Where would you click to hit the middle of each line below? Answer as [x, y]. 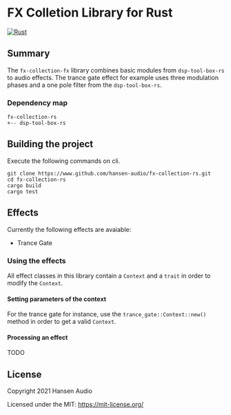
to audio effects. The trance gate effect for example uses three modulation [113, 77]
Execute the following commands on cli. [64, 161]
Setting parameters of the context [57, 299]
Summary [29, 54]
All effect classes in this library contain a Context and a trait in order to [109, 276]
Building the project [50, 144]
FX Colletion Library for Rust [90, 13]
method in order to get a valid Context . [62, 322]
